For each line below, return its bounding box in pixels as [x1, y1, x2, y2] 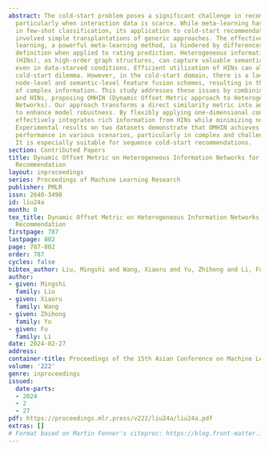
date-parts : [15, 384, 56, 393]
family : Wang [15, 302, 59, 310]
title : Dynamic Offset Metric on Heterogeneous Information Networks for [8, 153, 260, 161]
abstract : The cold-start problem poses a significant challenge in [8, 11, 242, 20]
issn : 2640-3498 [8, 190, 62, 199]
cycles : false [8, 257, 56, 266]
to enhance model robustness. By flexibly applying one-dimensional [15, 109, 249, 117]
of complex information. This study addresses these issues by [15, 86, 231, 95]
